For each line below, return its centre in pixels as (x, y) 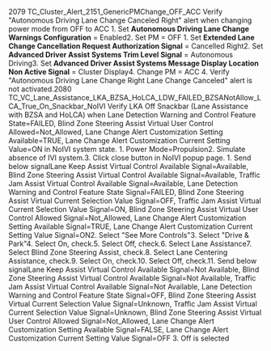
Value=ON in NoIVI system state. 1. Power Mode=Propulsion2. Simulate (127, 149)
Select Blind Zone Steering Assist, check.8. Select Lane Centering (118, 252)
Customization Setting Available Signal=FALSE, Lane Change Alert (119, 330)
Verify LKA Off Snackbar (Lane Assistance (178, 106)
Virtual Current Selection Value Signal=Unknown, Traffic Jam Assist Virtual (133, 304)
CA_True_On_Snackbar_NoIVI (57, 106)
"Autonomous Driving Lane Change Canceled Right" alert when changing (130, 20)
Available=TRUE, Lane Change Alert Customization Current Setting (119, 140)
